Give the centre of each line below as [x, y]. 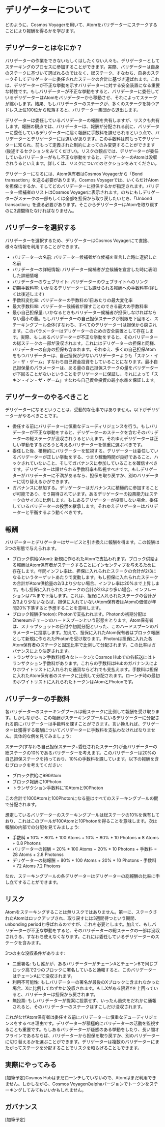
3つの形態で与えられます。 [32, 548]
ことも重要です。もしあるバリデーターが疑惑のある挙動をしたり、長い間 [82, 1029]
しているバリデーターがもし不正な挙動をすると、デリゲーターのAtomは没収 [81, 157]
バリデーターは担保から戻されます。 [62, 994]
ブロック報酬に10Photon [37, 782]
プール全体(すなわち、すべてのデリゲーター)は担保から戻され [95, 325]
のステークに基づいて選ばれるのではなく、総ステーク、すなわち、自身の [78, 73]
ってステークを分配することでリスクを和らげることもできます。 [78, 1048]
